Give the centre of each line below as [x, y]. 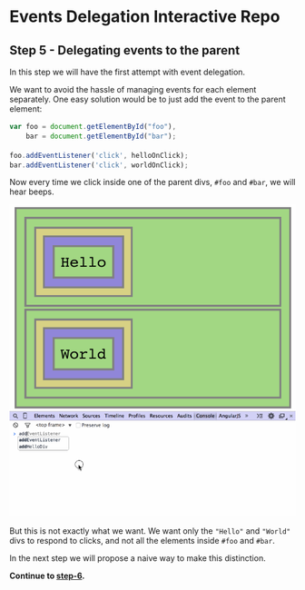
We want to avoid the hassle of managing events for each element [133, 89]
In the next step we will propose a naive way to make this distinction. [138, 558]
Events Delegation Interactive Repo [145, 17]
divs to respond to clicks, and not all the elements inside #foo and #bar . [142, 541]
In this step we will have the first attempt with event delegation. [128, 72]
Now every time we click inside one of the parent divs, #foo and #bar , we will [152, 182]
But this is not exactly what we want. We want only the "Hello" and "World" [150, 531]
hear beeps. [32, 192]
